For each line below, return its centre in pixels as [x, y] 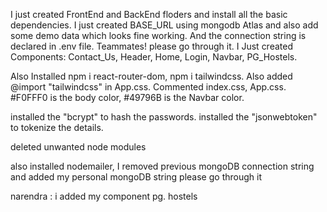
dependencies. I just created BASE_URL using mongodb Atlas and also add [164, 25]
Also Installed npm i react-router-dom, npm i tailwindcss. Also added [151, 76]
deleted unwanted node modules [78, 147]
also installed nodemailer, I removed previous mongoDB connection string [162, 166]
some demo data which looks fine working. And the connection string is [158, 35]
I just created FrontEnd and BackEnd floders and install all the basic [149, 14]
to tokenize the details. [57, 127]
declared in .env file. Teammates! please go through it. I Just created [151, 46]
